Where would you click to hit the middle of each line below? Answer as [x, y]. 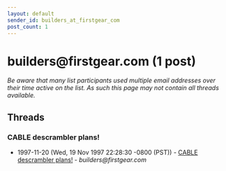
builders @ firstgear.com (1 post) [102, 61]
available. [22, 96]
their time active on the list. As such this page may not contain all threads [113, 88]
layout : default [31, 14]
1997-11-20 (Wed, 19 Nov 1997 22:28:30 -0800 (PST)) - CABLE [107, 152]
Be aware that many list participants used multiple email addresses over [112, 80]
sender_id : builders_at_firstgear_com [63, 20]
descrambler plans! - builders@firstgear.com [82, 160]
